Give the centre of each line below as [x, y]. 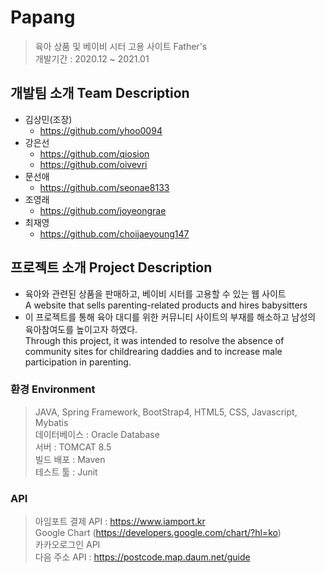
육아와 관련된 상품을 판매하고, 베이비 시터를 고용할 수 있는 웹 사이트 [155, 293]
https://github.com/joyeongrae [103, 210]
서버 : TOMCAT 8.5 [73, 447]
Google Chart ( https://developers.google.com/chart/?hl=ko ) [158, 533]
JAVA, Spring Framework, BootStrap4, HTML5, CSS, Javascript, [166, 412]
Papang [43, 17]
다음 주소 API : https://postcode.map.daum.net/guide [142, 557]
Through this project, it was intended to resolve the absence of [154, 340]
